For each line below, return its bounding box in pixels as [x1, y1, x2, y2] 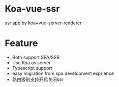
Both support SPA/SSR [12, 54, 60, 60]
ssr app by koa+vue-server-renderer [5, 20, 82, 26]
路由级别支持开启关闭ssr [12, 76, 64, 82]
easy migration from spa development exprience [12, 70, 114, 76]
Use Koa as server [12, 59, 51, 66]
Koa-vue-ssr [5, 3, 60, 15]
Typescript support [12, 65, 53, 71]
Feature [5, 37, 38, 49]
